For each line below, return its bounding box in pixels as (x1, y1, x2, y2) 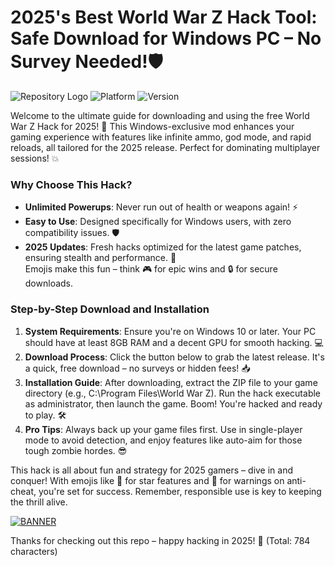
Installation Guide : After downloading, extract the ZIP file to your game (24, 376, 318, 388)
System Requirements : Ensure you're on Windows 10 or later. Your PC (24, 325, 317, 337)
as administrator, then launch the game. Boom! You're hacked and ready (24, 397, 323, 410)
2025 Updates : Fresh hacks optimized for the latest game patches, (24, 241, 302, 253)
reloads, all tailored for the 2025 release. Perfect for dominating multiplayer (10, 141, 321, 153)
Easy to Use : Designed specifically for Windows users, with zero (24, 216, 292, 228)
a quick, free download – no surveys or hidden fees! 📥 (24, 362, 251, 374)
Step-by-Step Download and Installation (10, 302, 210, 316)
